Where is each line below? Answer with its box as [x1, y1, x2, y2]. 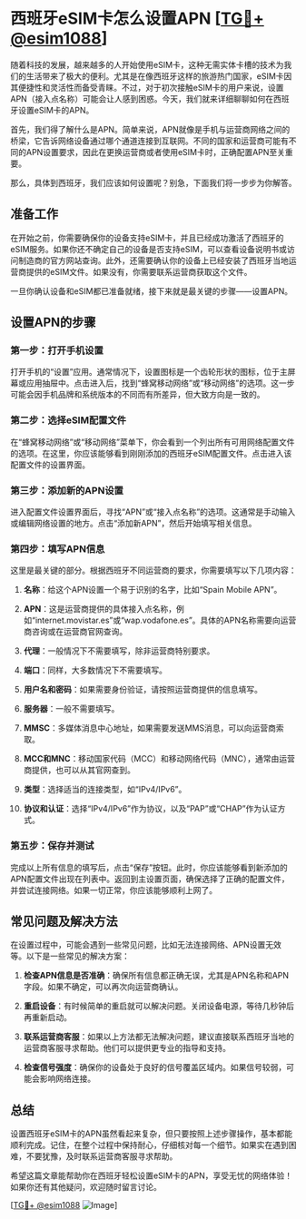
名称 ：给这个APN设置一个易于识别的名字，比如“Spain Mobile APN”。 [23, 585, 282, 595]
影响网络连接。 [39, 1073, 96, 1085]
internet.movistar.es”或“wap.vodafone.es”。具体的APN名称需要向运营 [35, 614, 297, 626]
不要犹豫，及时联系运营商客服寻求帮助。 [25, 1151, 178, 1162]
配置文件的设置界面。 [10, 459, 90, 470]
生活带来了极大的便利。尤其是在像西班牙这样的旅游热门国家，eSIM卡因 [25, 70, 292, 82]
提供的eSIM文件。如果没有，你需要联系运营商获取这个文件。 [25, 266, 252, 277]
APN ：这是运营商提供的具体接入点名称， [23, 604, 176, 614]
